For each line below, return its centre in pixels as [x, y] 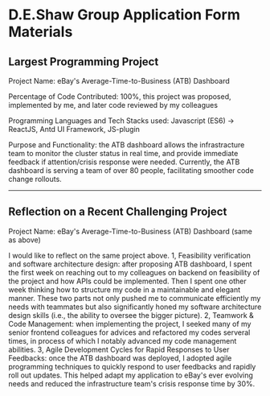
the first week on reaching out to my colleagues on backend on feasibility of [134, 272]
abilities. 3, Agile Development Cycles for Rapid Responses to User [119, 349]
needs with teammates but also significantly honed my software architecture [135, 307]
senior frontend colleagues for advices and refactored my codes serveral [129, 332]
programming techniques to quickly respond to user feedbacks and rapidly [132, 366]
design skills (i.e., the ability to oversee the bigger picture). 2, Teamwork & [131, 315]
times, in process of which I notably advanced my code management [123, 340]
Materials [41, 32]
